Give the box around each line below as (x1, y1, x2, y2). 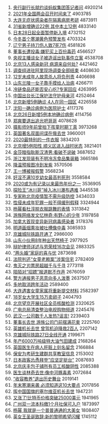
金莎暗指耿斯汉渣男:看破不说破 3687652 (12, 149, 96, 155)
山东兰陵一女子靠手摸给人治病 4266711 (12, 80, 93, 86)
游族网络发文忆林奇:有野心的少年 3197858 (12, 212, 99, 218)
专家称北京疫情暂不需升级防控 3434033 (12, 193, 95, 199)
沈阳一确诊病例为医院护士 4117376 (12, 105, 84, 111)
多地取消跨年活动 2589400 (12, 281, 69, 287)
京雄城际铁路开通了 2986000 (12, 231, 73, 237)
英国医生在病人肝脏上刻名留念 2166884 (12, 344, 94, 350)
